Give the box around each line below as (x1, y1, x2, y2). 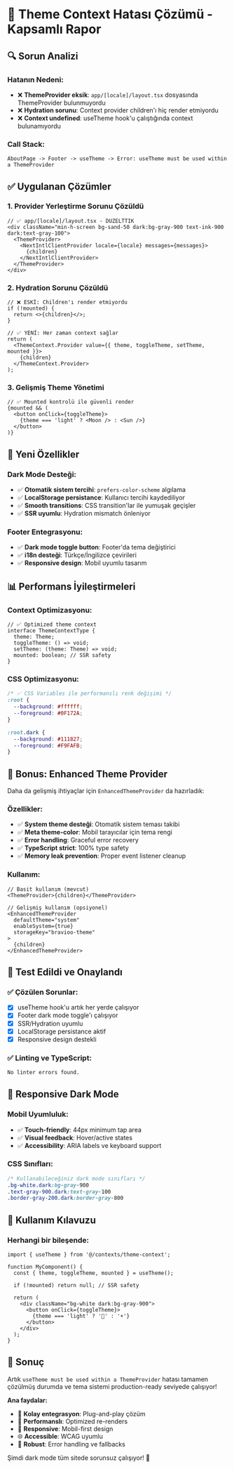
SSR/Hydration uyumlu (17, 1019, 83, 1028)
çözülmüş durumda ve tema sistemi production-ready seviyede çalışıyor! (7, 1382, 217, 1390)
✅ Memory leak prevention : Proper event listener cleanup (17, 851, 186, 860)
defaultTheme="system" (13, 916, 80, 923)
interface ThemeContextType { (7, 627, 96, 634)
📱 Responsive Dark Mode (7, 1088, 119, 1100)
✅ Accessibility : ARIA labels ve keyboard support (17, 1141, 162, 1149)
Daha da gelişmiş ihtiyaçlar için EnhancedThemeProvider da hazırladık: (7, 787, 205, 795)
